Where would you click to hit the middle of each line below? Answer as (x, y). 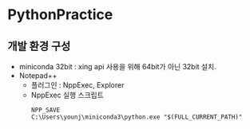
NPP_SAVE (46, 110)
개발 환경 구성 (39, 46)
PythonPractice (60, 15)
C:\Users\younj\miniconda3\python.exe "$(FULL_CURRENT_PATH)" (137, 117)
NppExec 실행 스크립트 (67, 95)
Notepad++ (38, 76)
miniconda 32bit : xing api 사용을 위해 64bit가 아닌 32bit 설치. (117, 66)
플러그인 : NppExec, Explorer (77, 85)
